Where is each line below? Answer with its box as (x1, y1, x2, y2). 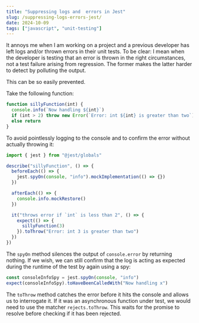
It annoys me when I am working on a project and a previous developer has (6, 42, 190, 49)
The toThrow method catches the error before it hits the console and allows (6, 291, 189, 298)
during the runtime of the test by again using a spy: (6, 263, 131, 270)
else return (11, 118, 41, 124)
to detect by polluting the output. (6, 67, 86, 74)
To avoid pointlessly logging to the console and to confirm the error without (6, 134, 190, 142)
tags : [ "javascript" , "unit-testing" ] (6, 25, 102, 32)
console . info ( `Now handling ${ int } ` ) (11, 107, 105, 113)
